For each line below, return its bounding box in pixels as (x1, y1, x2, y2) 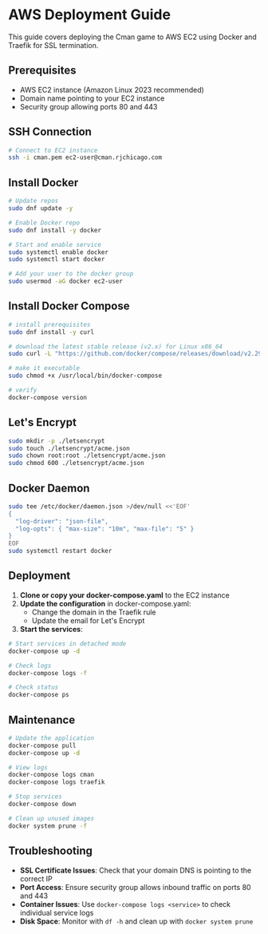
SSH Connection (8, 125, 92, 139)
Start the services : (19, 624, 83, 634)
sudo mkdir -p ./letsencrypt (8, 437, 105, 445)
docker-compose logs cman (8, 771, 94, 779)
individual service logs (19, 908, 94, 917)
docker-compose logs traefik (8, 778, 105, 786)
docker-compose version (8, 393, 88, 401)
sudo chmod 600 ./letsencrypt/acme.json (8, 459, 145, 467)
